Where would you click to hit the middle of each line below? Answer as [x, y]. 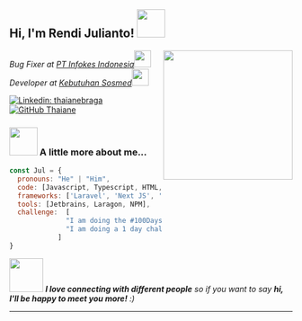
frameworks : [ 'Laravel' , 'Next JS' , [86, 196]
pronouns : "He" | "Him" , [64, 179]
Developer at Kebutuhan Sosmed [71, 83]
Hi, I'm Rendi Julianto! [72, 34]
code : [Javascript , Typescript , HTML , [90, 187]
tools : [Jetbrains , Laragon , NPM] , [84, 204]
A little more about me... [93, 152]
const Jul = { [36, 171]
